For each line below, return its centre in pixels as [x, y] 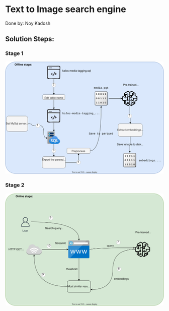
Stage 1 [14, 53]
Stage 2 [15, 185]
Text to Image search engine [66, 9]
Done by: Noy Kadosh [28, 23]
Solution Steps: [30, 39]
